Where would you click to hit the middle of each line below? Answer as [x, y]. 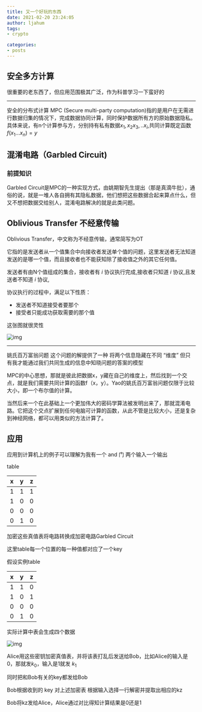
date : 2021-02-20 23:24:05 [40, 17]
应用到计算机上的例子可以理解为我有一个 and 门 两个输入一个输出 [87, 454]
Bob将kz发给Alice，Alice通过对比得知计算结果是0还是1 [74, 703]
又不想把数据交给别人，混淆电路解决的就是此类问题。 [73, 202]
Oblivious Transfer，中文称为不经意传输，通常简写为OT [75, 239]
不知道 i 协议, [33, 279]
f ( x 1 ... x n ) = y [22, 134]
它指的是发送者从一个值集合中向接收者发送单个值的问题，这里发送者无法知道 [101, 251]
